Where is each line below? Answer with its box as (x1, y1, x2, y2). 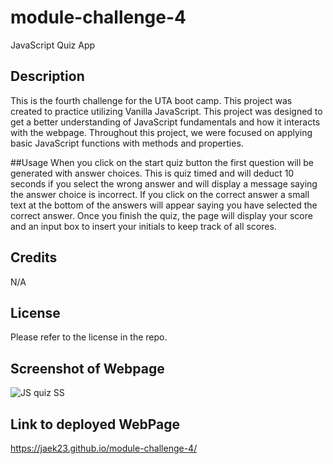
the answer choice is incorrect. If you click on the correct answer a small (10, 188, 310, 200)
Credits (10, 249, 58, 266)
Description (10, 68, 85, 85)
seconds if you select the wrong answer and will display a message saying (10, 177, 318, 190)
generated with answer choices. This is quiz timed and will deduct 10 (10, 167, 295, 179)
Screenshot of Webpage (10, 360, 165, 377)
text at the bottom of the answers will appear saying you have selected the (10, 199, 318, 211)
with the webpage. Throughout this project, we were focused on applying (10, 126, 313, 138)
